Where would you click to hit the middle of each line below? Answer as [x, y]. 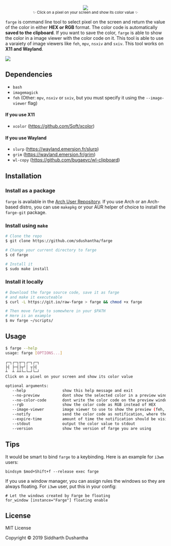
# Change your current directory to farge [51, 250]
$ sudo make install [27, 269]
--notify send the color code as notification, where [85, 414]
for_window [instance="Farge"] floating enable [57, 500]
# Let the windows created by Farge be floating [58, 496]
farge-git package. [26, 212]
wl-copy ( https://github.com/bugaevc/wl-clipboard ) [66, 160]
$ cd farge [17, 255]
